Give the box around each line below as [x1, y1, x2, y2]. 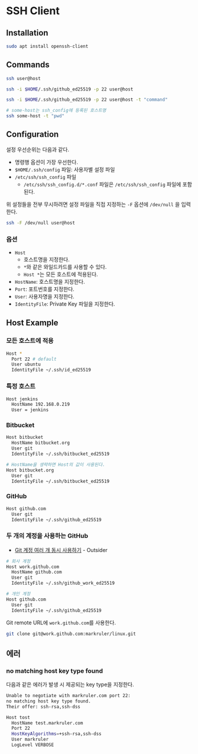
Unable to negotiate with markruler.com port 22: [6, 693, 131, 699]
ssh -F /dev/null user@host [6, 220, 76, 226]
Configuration [6, 129, 59, 140]
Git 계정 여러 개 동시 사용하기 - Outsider [14, 546, 108, 553]
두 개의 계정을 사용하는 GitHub [6, 532, 89, 540]
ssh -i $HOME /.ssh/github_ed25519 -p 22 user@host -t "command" [6, 97, 168, 103]
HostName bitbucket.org [11, 440, 70, 446]
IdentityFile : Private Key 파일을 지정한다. [14, 300, 115, 307]
